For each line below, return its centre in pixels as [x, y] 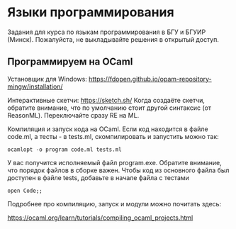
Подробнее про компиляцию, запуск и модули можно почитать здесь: [114, 203]
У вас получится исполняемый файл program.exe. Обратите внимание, [114, 162]
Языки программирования [91, 12]
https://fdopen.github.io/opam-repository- [150, 79]
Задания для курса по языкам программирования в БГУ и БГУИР [107, 32]
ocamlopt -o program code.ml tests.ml [64, 150]
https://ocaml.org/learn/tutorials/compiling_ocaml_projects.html [100, 218]
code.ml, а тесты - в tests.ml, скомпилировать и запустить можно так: [113, 136]
